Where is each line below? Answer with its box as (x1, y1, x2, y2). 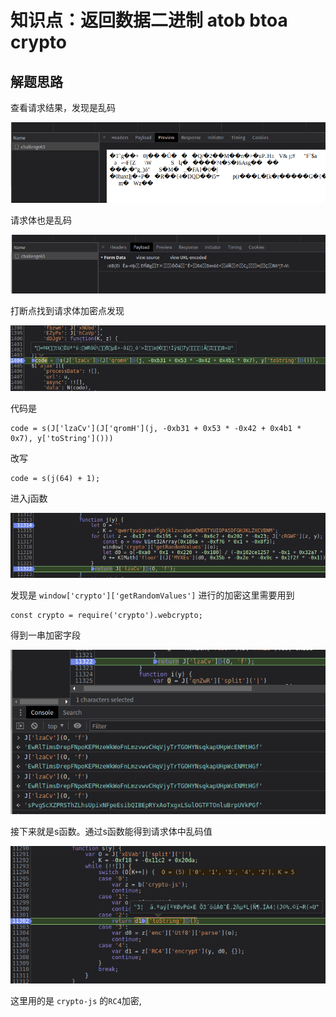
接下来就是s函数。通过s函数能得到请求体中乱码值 (10, 825, 213, 837)
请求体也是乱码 (10, 214, 72, 226)
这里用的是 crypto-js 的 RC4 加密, (10, 994, 142, 1006)
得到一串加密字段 (10, 629, 81, 641)
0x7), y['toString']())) (10, 433, 114, 443)
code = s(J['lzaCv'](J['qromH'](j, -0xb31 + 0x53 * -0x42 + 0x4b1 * (10, 423, 302, 433)
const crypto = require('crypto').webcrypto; (10, 610, 203, 620)
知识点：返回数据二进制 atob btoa (10, 9, 288, 32)
